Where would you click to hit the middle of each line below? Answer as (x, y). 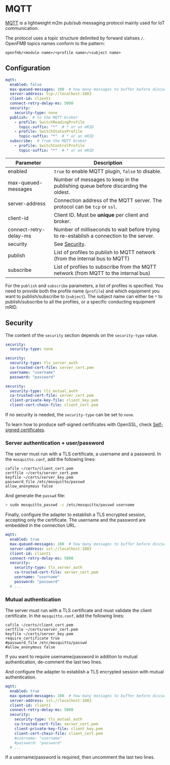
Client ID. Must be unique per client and (101, 215)
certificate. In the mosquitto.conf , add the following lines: (65, 616)
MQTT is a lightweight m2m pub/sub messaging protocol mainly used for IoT (85, 23)
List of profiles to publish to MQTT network (105, 252)
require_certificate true (32, 639)
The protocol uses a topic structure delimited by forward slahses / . (75, 38)
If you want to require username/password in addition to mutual (71, 657)
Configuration (28, 68)
